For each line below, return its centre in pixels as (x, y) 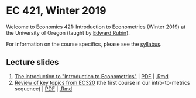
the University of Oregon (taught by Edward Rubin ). (68, 32)
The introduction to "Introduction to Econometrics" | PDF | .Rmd (91, 76)
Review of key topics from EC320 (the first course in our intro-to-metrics (102, 82)
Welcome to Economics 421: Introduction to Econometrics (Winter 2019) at (96, 27)
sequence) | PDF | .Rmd (43, 89)
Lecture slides (32, 62)
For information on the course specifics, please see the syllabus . (84, 44)
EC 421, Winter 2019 (56, 11)
